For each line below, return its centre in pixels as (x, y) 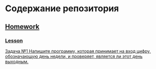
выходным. (17, 61)
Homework (22, 27)
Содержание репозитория (62, 9)
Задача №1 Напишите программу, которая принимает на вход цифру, (78, 51)
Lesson (14, 41)
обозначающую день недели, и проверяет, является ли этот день (74, 56)
